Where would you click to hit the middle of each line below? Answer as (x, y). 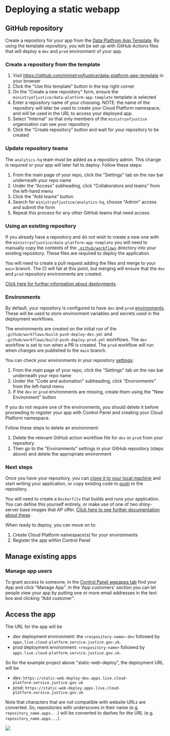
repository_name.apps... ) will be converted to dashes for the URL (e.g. (79, 713)
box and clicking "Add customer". (40, 598)
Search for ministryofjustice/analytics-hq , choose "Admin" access (84, 202)
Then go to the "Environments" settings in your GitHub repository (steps (88, 449)
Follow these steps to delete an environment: (52, 428)
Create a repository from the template (53, 64)
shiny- (145, 504)
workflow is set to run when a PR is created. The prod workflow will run (79, 345)
